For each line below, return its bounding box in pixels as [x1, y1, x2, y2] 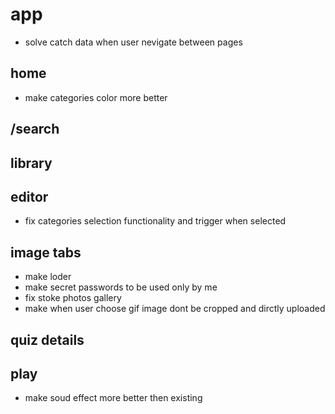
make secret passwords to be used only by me [24, 281, 218, 293]
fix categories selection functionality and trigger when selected [24, 215, 287, 227]
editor [10, 188, 49, 205]
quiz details [10, 331, 85, 348]
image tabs [10, 244, 82, 261]
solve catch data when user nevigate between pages [24, 36, 243, 48]
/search [10, 121, 60, 138]
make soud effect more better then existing [24, 392, 203, 404]
